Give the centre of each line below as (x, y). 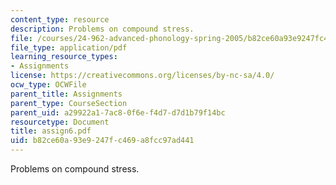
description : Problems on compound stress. (102, 29)
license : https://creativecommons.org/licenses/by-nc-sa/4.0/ (142, 76)
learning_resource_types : (64, 57)
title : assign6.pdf (51, 131)
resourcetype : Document (60, 122)
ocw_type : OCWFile (48, 85)
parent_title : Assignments (66, 94)
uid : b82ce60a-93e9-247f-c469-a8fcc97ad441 (102, 141)
